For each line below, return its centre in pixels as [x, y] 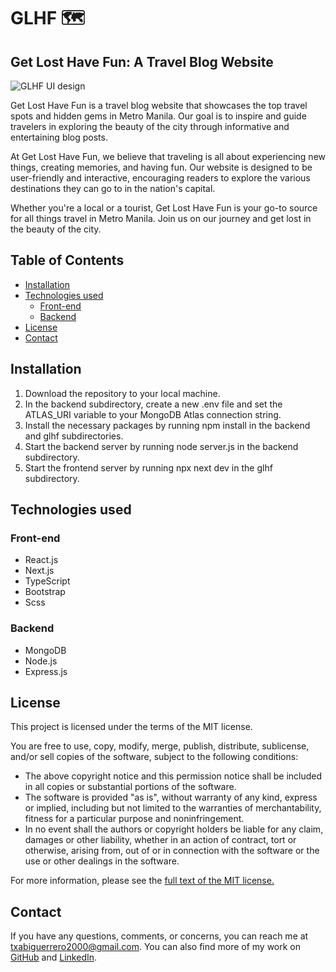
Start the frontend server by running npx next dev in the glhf [148, 467]
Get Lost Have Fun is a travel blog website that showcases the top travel [159, 105]
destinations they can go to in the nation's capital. [113, 188]
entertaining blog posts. [59, 137]
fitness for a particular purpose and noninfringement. [134, 819]
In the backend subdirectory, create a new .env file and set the [153, 404]
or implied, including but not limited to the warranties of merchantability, [173, 808]
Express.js [46, 671]
